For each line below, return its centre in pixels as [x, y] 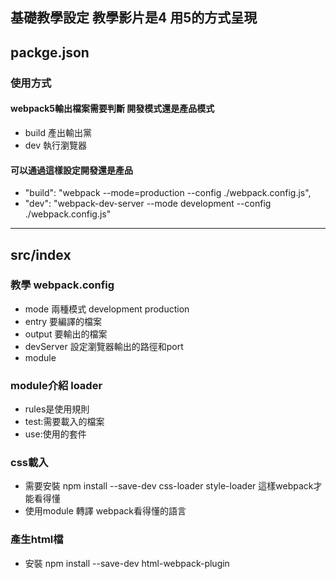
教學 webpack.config [62, 285]
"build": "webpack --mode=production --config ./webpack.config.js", [168, 193]
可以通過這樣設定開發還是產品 [71, 170]
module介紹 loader [56, 385]
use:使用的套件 [55, 434]
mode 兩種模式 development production [107, 309]
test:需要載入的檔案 [64, 422]
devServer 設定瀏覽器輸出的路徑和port [104, 346]
